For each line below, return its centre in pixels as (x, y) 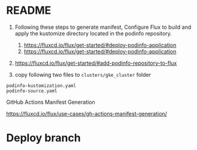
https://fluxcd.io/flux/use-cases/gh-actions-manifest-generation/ (87, 113)
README (29, 10)
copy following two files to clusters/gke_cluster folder (83, 74)
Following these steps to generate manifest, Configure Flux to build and (103, 27)
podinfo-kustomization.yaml (41, 85)
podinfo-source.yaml (32, 91)
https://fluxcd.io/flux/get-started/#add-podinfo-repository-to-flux (96, 63)
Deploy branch (43, 138)
